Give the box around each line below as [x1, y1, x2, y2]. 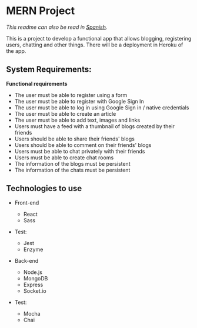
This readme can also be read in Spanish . [6, 24, 108, 31]
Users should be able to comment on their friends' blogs [14, 141, 152, 148]
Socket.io [23, 287, 46, 294]
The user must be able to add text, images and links [14, 116, 141, 123]
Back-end [14, 257, 39, 264]
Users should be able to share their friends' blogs [14, 135, 135, 142]
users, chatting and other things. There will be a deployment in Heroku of [6, 41, 183, 48]
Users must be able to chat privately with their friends [14, 148, 145, 155]
